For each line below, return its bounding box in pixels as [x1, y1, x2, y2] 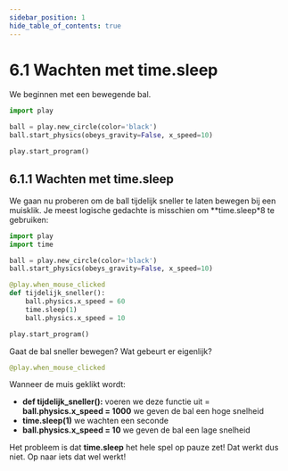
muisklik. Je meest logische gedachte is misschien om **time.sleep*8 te [9, 204, 275, 215]
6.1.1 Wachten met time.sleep [9, 171, 174, 187]
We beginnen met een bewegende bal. [9, 89, 152, 100]
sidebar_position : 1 [9, 12, 86, 22]
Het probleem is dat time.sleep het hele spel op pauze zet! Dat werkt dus [9, 442, 279, 453]
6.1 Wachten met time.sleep [9, 60, 218, 80]
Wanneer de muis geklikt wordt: [9, 379, 127, 390]
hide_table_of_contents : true [9, 21, 122, 30]
